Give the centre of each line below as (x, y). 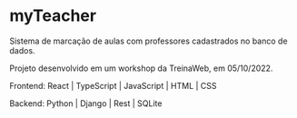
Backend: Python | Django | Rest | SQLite (86, 103)
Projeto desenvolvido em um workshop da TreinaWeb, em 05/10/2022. (141, 68)
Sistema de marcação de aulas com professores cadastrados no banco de (148, 41)
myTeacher (53, 16)
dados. (22, 50)
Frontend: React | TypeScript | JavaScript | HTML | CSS (113, 85)
